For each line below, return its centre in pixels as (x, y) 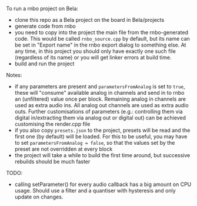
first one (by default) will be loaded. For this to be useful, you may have (101, 137)
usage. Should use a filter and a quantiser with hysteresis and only (95, 190)
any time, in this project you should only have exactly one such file (95, 51)
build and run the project (44, 64)
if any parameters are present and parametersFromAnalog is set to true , (100, 87)
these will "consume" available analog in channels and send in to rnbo (99, 93)
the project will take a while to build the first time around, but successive (102, 155)
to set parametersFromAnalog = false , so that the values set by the (95, 143)
